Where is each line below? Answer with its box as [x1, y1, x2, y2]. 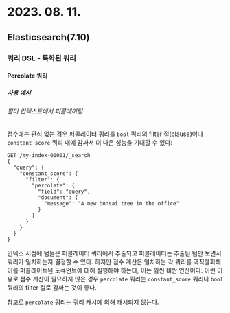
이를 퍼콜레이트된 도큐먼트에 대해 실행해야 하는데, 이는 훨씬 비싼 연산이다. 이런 [7, 266, 216, 275]
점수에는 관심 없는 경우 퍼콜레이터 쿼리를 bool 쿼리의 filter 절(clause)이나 [7, 130, 204, 138]
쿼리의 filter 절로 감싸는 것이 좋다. [7, 283, 97, 292]
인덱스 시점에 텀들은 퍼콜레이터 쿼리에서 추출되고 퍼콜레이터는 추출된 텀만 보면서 [7, 248, 222, 257]
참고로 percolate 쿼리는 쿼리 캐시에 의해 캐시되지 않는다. [7, 298, 159, 306]
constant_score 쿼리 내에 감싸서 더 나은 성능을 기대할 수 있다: [7, 138, 173, 146]
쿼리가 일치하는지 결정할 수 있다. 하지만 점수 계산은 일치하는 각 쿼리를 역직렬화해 [7, 257, 222, 266]
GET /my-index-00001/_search [7, 152, 91, 159]
